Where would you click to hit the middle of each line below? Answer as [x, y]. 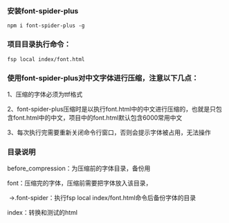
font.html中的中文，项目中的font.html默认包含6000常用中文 [98, 117]
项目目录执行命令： [39, 44]
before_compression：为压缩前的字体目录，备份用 [79, 168]
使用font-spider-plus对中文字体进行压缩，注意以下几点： [103, 78]
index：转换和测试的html [43, 213]
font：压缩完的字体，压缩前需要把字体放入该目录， [80, 183]
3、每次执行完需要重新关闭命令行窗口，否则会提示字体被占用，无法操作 [109, 132]
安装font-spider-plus [43, 10]
